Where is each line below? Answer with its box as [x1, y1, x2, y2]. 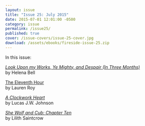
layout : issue [5, 7, 35, 13]
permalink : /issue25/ [5, 26, 51, 31]
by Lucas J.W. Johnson [5, 100, 54, 106]
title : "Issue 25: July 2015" [5, 12, 69, 17]
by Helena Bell [5, 69, 35, 75]
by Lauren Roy [5, 85, 35, 91]
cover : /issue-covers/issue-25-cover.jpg [5, 36, 94, 41]
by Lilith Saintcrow [5, 115, 44, 121]
